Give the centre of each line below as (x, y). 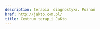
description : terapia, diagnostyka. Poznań (50, 10)
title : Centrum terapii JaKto (36, 19)
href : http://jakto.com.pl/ (34, 14)
